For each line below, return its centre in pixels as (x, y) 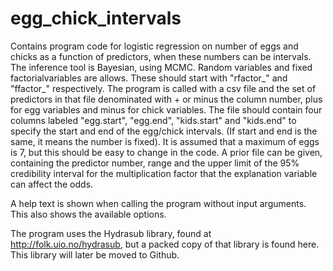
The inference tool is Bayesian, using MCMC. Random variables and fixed (161, 67)
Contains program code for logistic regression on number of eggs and (154, 46)
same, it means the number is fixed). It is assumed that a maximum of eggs (165, 141)
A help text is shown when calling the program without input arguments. (158, 203)
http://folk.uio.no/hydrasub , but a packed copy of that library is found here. (165, 244)
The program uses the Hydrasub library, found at (111, 233)
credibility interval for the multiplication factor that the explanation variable (164, 173)
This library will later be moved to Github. (95, 254)
